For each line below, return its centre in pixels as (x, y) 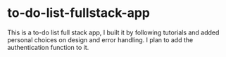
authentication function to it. (48, 47)
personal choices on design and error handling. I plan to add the (100, 39)
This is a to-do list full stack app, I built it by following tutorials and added (113, 32)
